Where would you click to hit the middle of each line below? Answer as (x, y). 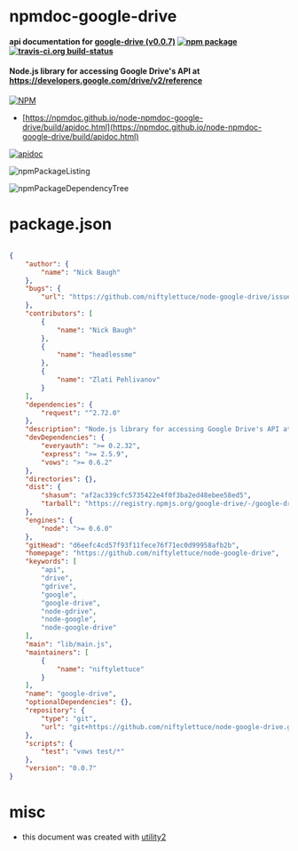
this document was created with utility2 (94, 837)
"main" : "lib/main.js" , (69, 645)
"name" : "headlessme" (97, 355)
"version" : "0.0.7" (61, 768)
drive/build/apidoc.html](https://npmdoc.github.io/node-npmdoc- (142, 127)
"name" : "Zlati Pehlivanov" (109, 380)
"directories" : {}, (61, 479)
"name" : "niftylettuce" (100, 669)
